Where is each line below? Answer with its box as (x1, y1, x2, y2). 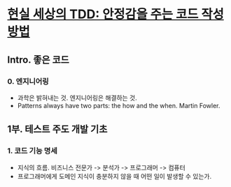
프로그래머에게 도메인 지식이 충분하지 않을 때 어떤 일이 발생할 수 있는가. (17, 172, 212, 180)
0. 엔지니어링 (7, 76, 49, 86)
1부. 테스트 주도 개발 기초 (7, 124, 108, 135)
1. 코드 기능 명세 (7, 146, 57, 156)
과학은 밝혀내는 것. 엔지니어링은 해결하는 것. (17, 93, 138, 102)
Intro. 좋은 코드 (7, 54, 70, 66)
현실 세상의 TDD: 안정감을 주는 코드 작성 (7, 6, 224, 22)
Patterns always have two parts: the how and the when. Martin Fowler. (17, 101, 220, 110)
